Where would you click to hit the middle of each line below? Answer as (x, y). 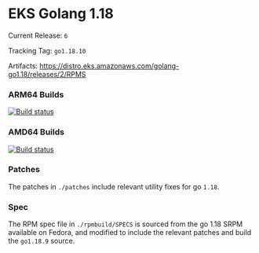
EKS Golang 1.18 (61, 14)
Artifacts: (23, 66)
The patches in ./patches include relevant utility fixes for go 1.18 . (114, 186)
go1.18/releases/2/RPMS (47, 74)
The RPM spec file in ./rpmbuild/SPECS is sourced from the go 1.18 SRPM (126, 224)
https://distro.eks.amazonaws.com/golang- (109, 66)
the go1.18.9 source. (42, 241)
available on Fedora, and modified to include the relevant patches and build (130, 233)
